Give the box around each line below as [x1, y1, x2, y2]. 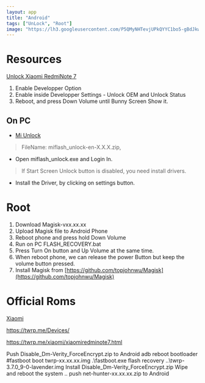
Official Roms [6, 295, 76, 308]
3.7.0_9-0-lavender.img [6, 363, 64, 371]
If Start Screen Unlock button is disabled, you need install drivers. [21, 167, 187, 175]
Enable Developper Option [15, 85, 82, 92]
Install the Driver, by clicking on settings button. [15, 179, 135, 186]
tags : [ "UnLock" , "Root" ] [6, 20, 72, 26]
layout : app [6, 9, 37, 15]
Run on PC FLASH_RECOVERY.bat [15, 240, 101, 248]
